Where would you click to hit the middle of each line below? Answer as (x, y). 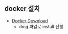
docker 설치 (22, 9)
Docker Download (30, 20)
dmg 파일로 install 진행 (41, 26)
